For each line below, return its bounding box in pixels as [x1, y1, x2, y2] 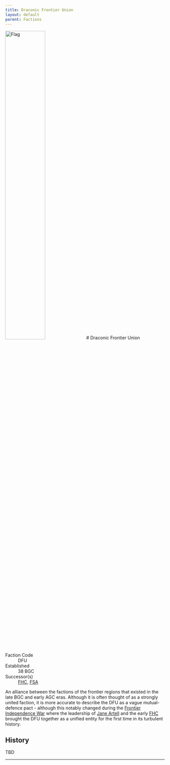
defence [5, 705, 23, 711]
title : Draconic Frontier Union [5, 7, 73, 13]
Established [5, 663, 30, 669]
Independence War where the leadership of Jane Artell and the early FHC [5, 710, 158, 716]
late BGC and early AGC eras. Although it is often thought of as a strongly [5, 694, 158, 700]
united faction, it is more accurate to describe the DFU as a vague [5, 700, 143, 706]
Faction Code [5, 652, 33, 658]
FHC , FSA [18, 679, 38, 685]
